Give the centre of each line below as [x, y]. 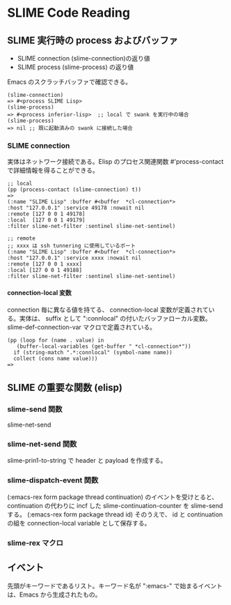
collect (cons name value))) [56, 358]
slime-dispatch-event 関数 [53, 480]
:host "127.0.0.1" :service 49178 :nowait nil [76, 208]
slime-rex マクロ [35, 543]
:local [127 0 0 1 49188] [45, 270]
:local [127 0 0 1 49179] [46, 220]
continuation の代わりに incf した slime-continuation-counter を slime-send [115, 505]
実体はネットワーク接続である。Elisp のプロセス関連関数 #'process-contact [115, 162]
